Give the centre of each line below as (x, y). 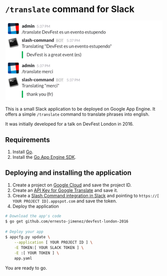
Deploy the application (35, 206)
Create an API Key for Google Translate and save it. (65, 190)
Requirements (27, 140)
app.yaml (23, 258)
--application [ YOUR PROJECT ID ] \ (53, 242)
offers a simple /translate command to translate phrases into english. (77, 114)
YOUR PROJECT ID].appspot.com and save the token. (65, 201)
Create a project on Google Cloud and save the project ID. (72, 185)
